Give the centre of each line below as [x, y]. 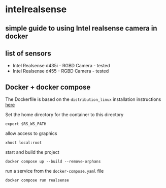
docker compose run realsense [37, 180]
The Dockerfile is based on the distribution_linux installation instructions [83, 99]
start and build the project [32, 152]
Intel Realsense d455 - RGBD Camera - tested [61, 71]
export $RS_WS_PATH [26, 124]
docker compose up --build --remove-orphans [53, 162]
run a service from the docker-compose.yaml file [55, 171]
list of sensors [28, 53]
